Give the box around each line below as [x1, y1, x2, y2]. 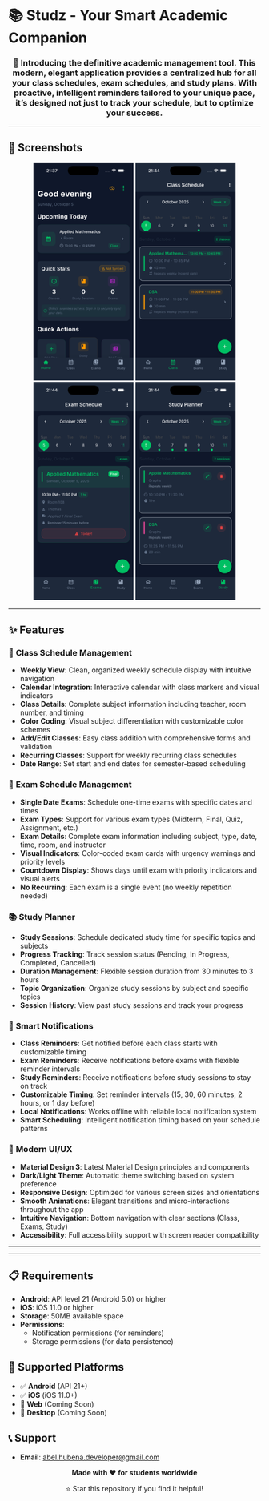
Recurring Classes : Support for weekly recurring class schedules [19, 750, 238, 761]
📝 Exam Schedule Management [8, 779, 132, 790]
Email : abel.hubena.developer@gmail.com [19, 1452, 160, 1462]
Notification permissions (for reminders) [31, 1328, 164, 1338]
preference [19, 1178, 58, 1189]
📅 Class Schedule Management [8, 648, 133, 659]
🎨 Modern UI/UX [8, 1144, 73, 1155]
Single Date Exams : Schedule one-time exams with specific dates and [19, 797, 253, 807]
